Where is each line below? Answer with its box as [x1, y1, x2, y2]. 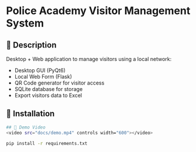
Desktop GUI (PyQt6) [14, 67, 66, 74]
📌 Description [6, 40, 57, 50]
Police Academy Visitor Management [6, 4, 191, 18]
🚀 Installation [6, 109, 55, 119]
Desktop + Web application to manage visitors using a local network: [6, 56, 171, 62]
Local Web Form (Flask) [14, 73, 72, 80]
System [6, 16, 44, 30]
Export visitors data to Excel [14, 92, 82, 99]
